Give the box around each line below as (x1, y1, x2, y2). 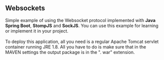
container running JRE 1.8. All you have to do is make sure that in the (5, 43, 146, 49)
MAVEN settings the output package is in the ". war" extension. (5, 49, 135, 55)
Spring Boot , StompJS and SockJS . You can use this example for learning (5, 22, 158, 28)
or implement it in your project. (5, 27, 68, 34)
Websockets (5, 4, 45, 12)
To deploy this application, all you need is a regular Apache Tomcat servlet (5, 38, 159, 44)
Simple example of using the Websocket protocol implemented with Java (5, 17, 156, 23)
